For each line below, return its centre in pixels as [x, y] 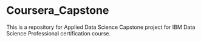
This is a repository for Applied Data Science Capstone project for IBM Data [101, 27]
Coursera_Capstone [58, 10]
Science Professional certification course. [59, 33]
